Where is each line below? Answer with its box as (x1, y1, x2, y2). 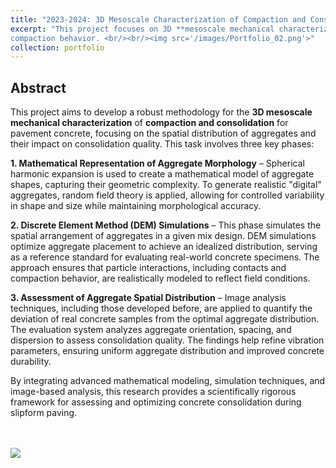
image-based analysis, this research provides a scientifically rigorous (10, 386, 297, 398)
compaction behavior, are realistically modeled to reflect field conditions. (10, 272, 311, 285)
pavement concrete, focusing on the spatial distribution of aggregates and (10, 127, 317, 140)
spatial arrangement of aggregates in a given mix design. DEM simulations (10, 230, 317, 242)
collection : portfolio (10, 42, 105, 53)
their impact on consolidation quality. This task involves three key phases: (10, 138, 315, 150)
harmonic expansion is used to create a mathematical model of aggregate (10, 168, 315, 180)
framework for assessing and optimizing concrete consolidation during (10, 396, 302, 408)
